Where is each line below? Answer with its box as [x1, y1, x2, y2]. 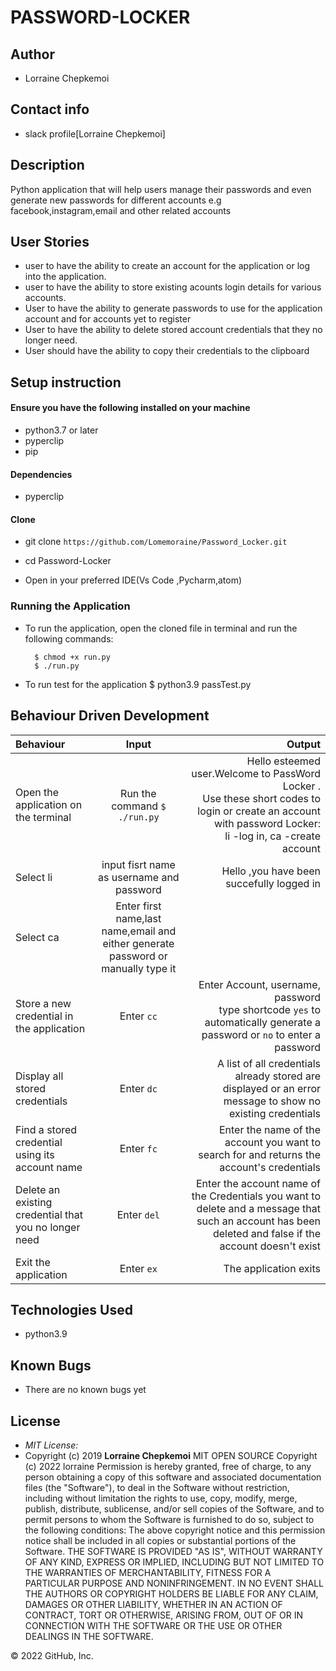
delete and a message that [196, 1201, 321, 1215]
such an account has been [196, 1214, 321, 1228]
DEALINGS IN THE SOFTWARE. [24, 1630, 154, 1642]
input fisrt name [101, 857, 176, 871]
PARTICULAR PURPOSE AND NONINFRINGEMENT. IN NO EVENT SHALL [24, 1577, 324, 1589]
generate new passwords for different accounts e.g [10, 194, 222, 206]
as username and [98, 870, 180, 884]
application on [15, 797, 83, 811]
